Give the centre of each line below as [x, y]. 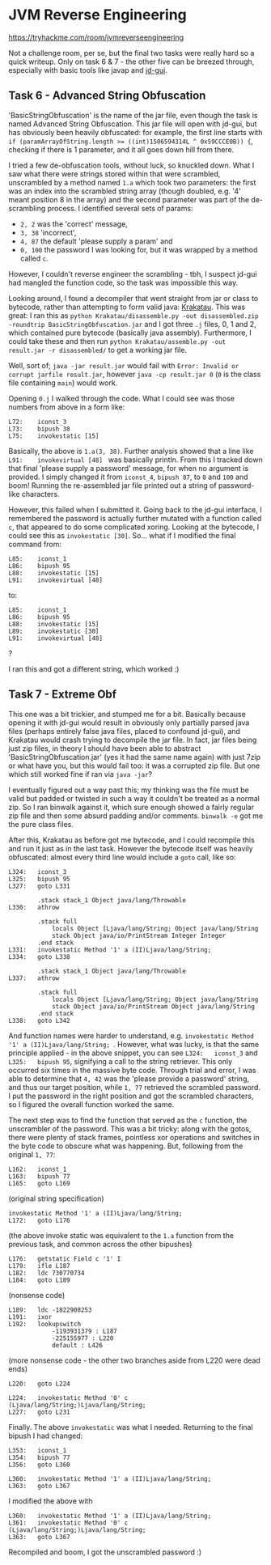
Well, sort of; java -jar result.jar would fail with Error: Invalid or [124, 365]
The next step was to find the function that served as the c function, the [128, 1120]
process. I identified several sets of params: [120, 208]
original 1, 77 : [32, 1154]
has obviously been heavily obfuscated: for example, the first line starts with [135, 132]
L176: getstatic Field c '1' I [65, 1259]
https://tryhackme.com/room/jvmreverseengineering [96, 37]
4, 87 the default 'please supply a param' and [96, 241]
